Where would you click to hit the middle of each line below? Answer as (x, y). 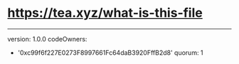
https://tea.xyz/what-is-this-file (105, 13)
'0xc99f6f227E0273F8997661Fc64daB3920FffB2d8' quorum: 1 (111, 52)
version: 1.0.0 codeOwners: (47, 39)
